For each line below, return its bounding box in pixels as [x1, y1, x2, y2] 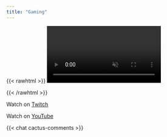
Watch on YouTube [6, 112, 53, 119]
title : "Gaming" [6, 8, 47, 15]
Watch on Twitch [6, 101, 49, 108]
